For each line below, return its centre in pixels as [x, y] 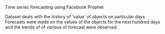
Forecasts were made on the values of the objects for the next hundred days [83, 22]
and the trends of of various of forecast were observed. [62, 27]
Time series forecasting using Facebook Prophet [54, 7]
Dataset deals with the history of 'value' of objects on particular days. [76, 17]
